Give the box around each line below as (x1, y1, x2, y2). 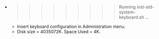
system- (119, 9, 136, 15)
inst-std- (136, 4, 155, 10)
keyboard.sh (119, 14, 144, 20)
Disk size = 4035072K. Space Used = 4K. (17, 29, 101, 34)
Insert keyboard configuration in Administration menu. (17, 24, 126, 29)
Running (119, 4, 136, 10)
